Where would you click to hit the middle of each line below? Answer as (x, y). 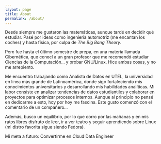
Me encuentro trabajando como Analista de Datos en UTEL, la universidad (79, 77)
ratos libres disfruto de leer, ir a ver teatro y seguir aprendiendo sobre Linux (80, 122)
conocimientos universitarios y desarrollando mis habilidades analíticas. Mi (80, 87)
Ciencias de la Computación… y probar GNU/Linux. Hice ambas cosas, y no (80, 62)
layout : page (18, 9)
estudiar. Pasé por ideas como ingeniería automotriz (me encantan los (75, 37)
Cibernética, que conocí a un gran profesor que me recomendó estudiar (77, 57)
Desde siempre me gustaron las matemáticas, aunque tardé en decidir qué (80, 32)
